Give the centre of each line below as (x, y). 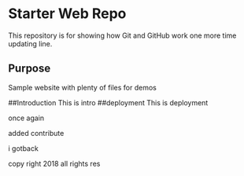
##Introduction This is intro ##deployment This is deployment (108, 102)
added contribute (36, 133)
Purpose (30, 69)
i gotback (24, 148)
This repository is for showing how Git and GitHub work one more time (122, 35)
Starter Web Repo (67, 14)
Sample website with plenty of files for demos (83, 87)
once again (26, 118)
